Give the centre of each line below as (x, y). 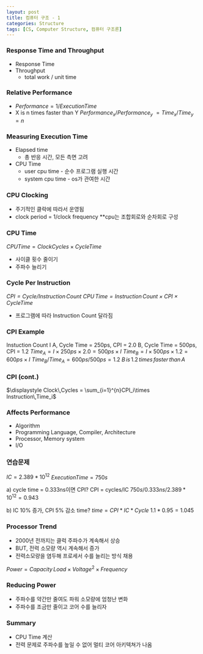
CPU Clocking (28, 195)
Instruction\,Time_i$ (31, 397)
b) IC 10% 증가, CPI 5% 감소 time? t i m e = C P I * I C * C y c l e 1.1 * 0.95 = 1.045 (100, 510)
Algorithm (28, 426)
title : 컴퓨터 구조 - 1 (33, 18)
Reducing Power (31, 585)
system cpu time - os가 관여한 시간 (67, 179)
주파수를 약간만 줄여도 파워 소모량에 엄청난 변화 (72, 599)
